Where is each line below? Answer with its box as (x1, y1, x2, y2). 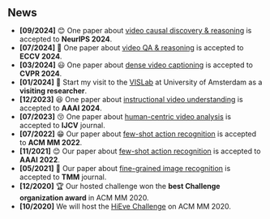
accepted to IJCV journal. (19, 121, 106, 130)
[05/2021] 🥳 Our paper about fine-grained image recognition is (19, 164, 231, 173)
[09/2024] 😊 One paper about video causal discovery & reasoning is (19, 26, 252, 35)
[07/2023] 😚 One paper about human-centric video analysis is (19, 112, 232, 121)
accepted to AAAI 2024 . (19, 103, 102, 113)
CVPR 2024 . (19, 69, 62, 78)
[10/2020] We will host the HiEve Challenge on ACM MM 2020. (19, 202, 232, 211)
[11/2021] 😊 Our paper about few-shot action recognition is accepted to (19, 146, 261, 156)
